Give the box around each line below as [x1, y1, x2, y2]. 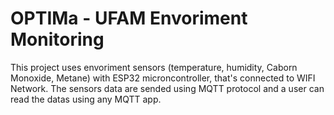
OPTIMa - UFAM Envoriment [10, 7, 248, 30]
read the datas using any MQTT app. [10, 93, 162, 105]
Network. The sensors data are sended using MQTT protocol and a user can [10, 82, 325, 94]
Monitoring [10, 28, 105, 51]
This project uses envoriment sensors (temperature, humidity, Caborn [10, 61, 298, 73]
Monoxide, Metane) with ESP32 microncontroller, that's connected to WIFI [10, 72, 316, 84]
